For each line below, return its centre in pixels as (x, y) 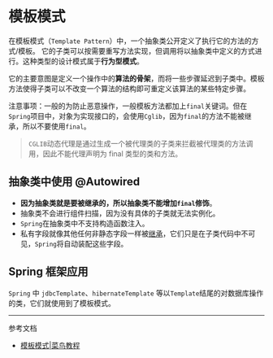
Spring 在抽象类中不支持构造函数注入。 (84, 223)
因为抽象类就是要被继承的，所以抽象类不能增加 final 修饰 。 (118, 203)
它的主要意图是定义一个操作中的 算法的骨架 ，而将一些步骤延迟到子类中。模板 (136, 78)
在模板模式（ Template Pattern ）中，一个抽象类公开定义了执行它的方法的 (130, 41)
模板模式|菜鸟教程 (50, 345)
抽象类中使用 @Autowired (74, 182)
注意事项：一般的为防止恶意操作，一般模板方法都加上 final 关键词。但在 (128, 106)
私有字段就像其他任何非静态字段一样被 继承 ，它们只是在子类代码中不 (134, 234)
